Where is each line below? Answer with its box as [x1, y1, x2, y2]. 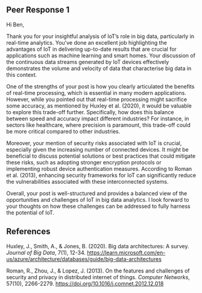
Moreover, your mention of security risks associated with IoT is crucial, [6, 139, 182, 147]
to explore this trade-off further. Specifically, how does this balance [6, 108, 174, 115]
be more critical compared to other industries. [6, 127, 121, 135]
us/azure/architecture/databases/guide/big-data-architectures [6, 255, 162, 262]
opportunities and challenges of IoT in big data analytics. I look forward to [6, 196, 189, 203]
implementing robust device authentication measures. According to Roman [6, 165, 192, 172]
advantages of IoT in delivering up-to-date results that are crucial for [6, 45, 177, 53]
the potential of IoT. [6, 208, 55, 216]
